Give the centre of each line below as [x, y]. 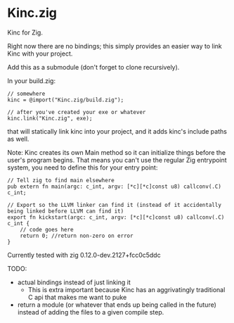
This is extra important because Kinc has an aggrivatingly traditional [126, 289]
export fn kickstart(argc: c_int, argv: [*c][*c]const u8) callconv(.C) [116, 217]
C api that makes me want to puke [77, 297]
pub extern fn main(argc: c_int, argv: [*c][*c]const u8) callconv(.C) [114, 186]
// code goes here [47, 229]
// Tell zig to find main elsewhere [61, 180]
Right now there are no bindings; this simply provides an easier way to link [115, 46]
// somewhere [26, 94]
